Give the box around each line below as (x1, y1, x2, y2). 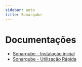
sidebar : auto (5, 7, 35, 13)
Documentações (5, 34, 76, 46)
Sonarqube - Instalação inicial (12, 51, 75, 57)
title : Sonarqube (5, 12, 42, 17)
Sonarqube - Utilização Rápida (12, 56, 77, 62)
